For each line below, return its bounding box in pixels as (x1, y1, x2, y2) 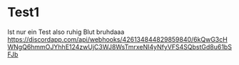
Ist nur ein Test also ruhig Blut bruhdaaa (7, 28, 125, 36)
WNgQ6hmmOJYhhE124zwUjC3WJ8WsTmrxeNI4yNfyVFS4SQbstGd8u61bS (7, 42, 232, 51)
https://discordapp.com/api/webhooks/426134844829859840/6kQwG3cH (7, 35, 228, 43)
